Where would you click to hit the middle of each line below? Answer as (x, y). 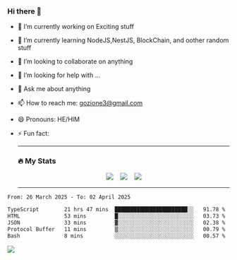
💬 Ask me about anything (54, 89)
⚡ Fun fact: (33, 134)
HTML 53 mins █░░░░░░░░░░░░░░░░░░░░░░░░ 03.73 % (116, 216)
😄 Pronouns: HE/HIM (48, 119)
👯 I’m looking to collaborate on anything (75, 61)
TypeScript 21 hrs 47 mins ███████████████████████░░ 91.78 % (116, 210)
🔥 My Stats (37, 161)
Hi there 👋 (25, 11)
